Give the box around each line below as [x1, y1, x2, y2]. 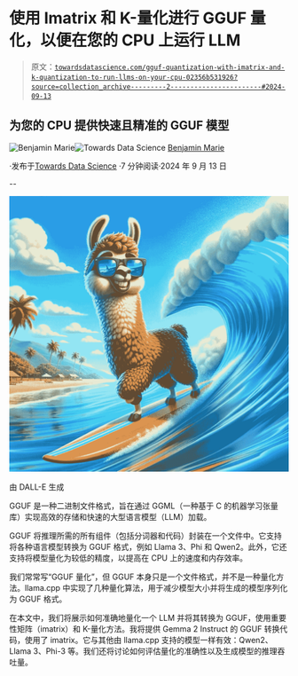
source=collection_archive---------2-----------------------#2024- [30, 82, 286, 91]
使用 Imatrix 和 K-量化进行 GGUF [9, 8, 247, 28]
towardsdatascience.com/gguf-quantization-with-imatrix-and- [54, 63, 286, 72]
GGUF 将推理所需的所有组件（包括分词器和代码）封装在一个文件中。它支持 [9, 530, 282, 541]
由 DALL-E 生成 [9, 481, 65, 492]
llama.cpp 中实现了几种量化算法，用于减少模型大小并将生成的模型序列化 [24, 582, 288, 593]
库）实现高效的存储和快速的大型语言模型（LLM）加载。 [9, 511, 212, 522]
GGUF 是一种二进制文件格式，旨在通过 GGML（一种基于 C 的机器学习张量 [9, 500, 279, 511]
